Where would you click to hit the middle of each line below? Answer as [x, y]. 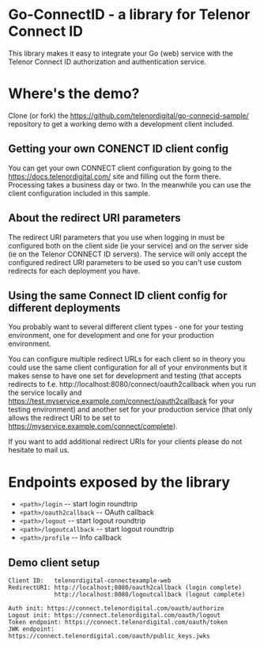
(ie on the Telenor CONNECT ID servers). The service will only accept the [128, 254]
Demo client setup [54, 562]
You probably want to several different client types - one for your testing [126, 327]
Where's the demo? [74, 94]
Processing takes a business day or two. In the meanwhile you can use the [130, 184]
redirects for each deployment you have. [74, 271]
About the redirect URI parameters [94, 218]
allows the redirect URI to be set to [64, 418]
